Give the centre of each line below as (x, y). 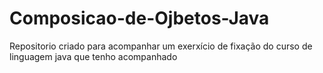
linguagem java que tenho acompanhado (93, 56)
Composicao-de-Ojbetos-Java (139, 18)
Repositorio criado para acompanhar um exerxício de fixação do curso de (161, 46)
